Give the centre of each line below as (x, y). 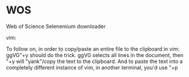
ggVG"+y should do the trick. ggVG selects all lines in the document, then (95, 55)
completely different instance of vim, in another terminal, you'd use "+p (92, 67)
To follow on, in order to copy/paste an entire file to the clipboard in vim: (93, 49)
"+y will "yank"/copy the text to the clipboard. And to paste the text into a (94, 61)
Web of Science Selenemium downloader (56, 26)
